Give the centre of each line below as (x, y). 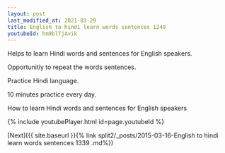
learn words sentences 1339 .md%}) (60, 143)
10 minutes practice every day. (52, 94)
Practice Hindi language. (43, 81)
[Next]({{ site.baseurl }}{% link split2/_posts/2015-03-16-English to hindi (113, 135)
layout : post (27, 14)
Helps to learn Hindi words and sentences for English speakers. (100, 54)
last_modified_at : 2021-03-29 (52, 20)
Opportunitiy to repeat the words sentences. (72, 67)
